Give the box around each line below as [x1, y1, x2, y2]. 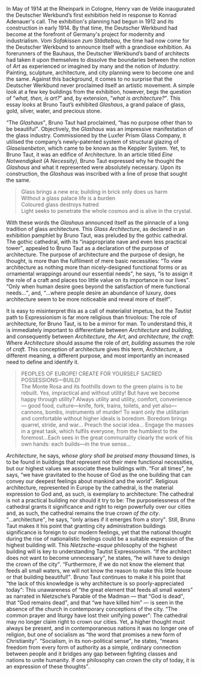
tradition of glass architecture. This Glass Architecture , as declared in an [6, 226, 185, 232]
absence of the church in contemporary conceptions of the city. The [6, 606, 178, 612]
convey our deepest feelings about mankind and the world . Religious [6, 478, 178, 485]
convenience [160, 396, 192, 402]
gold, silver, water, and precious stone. [6, 108, 102, 114]
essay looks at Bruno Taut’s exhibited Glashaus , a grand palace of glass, [6, 101, 185, 108]
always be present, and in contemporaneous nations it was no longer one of [6, 625, 194, 631]
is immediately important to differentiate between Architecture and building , [6, 327, 193, 333]
